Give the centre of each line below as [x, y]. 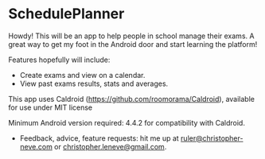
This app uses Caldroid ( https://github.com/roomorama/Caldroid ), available [131, 99]
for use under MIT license [51, 107]
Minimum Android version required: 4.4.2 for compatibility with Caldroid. [127, 122]
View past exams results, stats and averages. [94, 83]
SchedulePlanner [66, 14]
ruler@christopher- [212, 138]
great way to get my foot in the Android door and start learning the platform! [133, 44]
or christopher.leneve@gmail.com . [111, 146]
